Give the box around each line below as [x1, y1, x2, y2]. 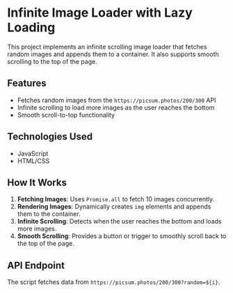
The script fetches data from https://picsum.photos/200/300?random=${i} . [7, 278, 220, 286]
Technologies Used [7, 131, 93, 143]
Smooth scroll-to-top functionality [17, 110, 115, 119]
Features [7, 78, 47, 90]
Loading [7, 19, 56, 35]
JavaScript [17, 149, 49, 158]
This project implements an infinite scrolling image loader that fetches [7, 42, 207, 51]
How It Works [7, 176, 67, 188]
